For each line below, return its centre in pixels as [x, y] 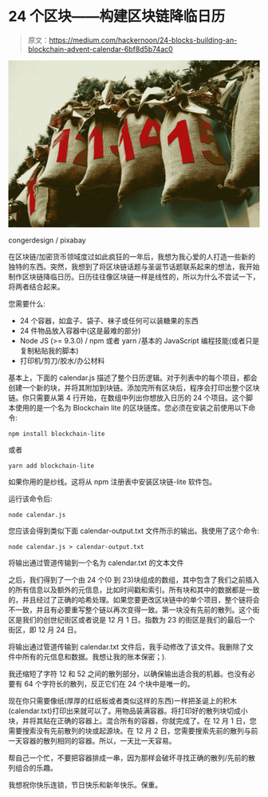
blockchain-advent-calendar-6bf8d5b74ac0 [100, 49]
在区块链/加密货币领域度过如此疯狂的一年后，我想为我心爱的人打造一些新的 [132, 256]
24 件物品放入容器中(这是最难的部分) [80, 330]
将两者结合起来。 [36, 286]
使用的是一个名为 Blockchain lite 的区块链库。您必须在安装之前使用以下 [132, 407]
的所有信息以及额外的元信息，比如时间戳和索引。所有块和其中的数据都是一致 [134, 590]
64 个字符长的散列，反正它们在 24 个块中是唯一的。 [109, 683]
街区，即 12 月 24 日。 [45, 630]
